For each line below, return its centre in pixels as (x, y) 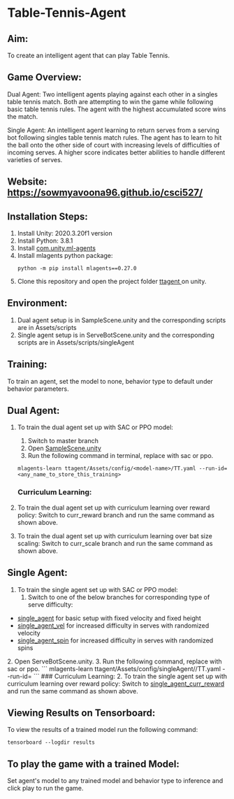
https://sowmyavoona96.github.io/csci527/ (105, 193)
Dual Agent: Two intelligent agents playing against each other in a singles (112, 94)
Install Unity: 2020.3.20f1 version (65, 233)
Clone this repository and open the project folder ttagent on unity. (112, 282)
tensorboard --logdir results (51, 742)
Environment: (37, 303)
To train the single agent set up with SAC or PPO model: (97, 589)
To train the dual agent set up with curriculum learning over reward (114, 508)
